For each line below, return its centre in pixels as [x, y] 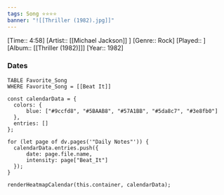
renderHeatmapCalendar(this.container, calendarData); [89, 184]
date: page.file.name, [59, 154]
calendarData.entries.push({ [56, 148]
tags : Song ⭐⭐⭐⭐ [32, 14]
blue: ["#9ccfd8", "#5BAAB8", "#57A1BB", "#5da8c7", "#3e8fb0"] [122, 111]
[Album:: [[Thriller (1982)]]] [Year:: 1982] [66, 48]
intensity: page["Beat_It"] [67, 160]
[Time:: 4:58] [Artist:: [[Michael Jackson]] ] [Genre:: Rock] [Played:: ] [106, 40]
